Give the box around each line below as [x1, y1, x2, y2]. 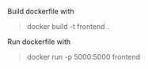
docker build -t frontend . [26, 22, 109, 31]
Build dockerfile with [7, 7, 74, 16]
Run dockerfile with [7, 37, 71, 46]
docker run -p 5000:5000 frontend [26, 53, 141, 61]
